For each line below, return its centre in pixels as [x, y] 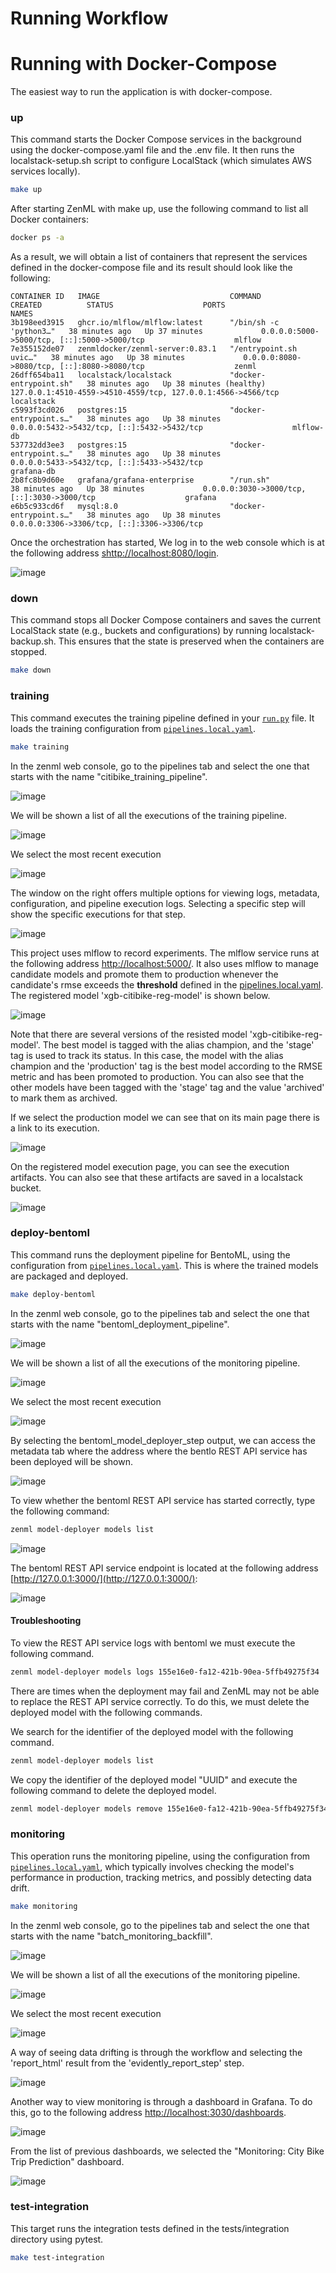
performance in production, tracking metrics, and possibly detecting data [161, 1877]
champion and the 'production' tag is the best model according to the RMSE [166, 1066]
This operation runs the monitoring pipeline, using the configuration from [160, 1856]
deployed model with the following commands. [106, 1712]
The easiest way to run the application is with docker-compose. [141, 92]
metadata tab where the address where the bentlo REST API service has [159, 1451]
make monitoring [44, 1906]
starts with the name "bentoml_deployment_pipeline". [120, 1324]
